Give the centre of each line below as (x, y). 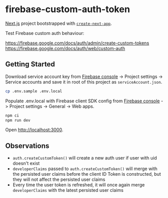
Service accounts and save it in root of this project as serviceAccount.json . (84, 82)
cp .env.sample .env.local (34, 91)
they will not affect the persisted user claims (59, 180)
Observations (27, 146)
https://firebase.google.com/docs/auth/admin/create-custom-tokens (77, 43)
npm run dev (18, 120)
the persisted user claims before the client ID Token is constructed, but (87, 174)
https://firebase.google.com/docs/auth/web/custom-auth (65, 48)
